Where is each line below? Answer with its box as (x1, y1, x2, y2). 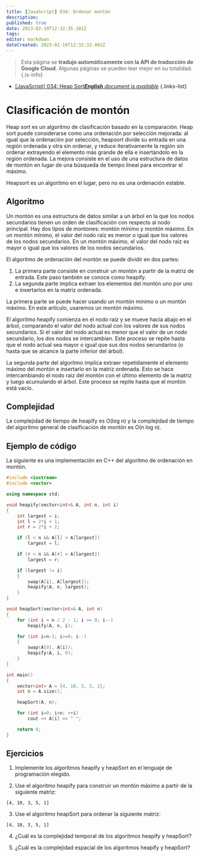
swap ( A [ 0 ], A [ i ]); (27, 645, 73, 651)
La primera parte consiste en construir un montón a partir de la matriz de (14, 267, 194, 275)
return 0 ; (17, 726, 42, 732)
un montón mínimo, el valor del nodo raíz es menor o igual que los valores (6, 231, 188, 239)
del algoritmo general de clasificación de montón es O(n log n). (6, 424, 162, 431)
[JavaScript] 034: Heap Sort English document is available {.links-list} (14, 82, 187, 90)
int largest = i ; (17, 513, 60, 519)
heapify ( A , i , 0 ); (27, 650, 73, 656)
